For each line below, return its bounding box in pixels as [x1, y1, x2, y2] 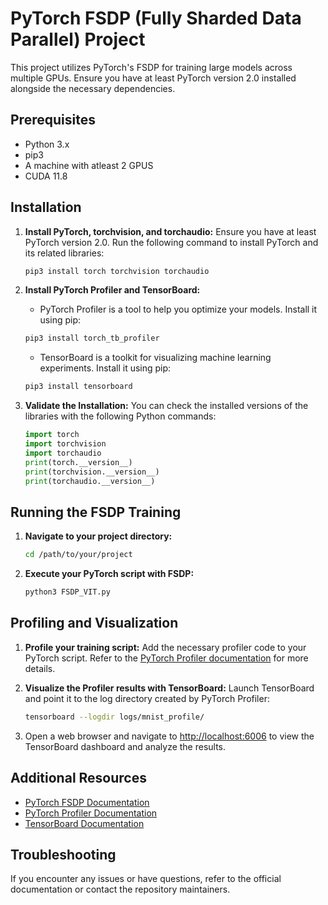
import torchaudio [24, 448, 102, 458]
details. [24, 662, 56, 674]
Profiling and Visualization [10, 615, 179, 632]
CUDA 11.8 [24, 170, 68, 182]
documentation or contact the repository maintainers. [10, 883, 231, 896]
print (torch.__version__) [24, 457, 133, 467]
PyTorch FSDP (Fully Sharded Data [10, 7, 302, 30]
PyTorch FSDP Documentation [24, 796, 150, 808]
